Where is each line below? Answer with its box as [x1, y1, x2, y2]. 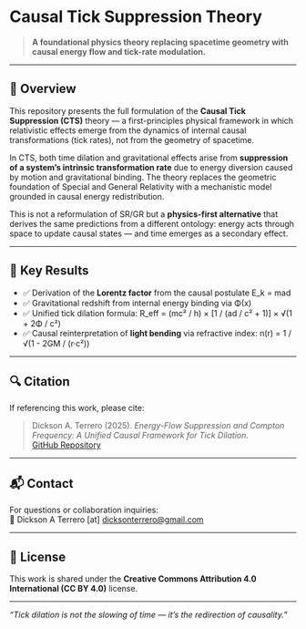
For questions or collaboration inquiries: [9, 504, 159, 516]
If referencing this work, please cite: [9, 403, 145, 414]
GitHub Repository [31, 439, 102, 450]
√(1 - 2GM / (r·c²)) [22, 337, 90, 348]
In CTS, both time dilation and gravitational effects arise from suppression [9, 152, 289, 163]
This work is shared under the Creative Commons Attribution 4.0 [9, 573, 257, 584]
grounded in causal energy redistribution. [9, 191, 165, 201]
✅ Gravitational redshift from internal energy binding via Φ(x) [22, 297, 252, 308]
